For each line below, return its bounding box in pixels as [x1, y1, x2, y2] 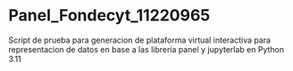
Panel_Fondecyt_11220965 [8, 5, 211, 26]
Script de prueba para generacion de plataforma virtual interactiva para [8, 35, 272, 45]
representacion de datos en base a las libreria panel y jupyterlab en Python [8, 43, 285, 54]
